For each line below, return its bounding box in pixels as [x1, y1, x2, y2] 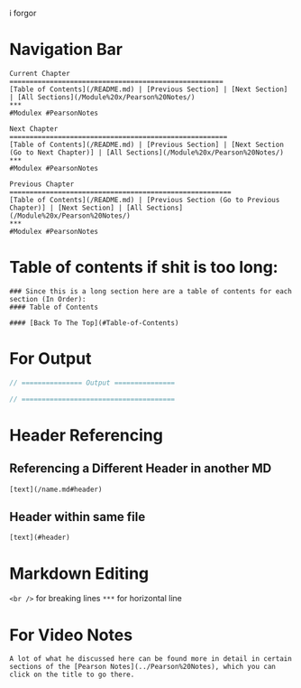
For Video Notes [9, 625, 133, 645]
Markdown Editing [9, 563, 150, 583]
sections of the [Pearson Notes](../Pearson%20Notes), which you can [9, 663, 277, 672]
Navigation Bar [9, 40, 123, 60]
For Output [9, 349, 92, 369]
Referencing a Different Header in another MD [9, 460, 272, 477]
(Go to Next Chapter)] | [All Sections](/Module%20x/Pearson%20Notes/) [9, 148, 284, 157]
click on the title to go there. [9, 670, 135, 680]
